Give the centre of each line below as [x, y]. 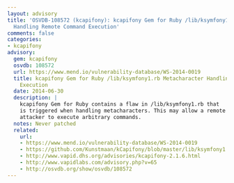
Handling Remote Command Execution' [67, 26]
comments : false [31, 33]
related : [26, 130]
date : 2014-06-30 [39, 91]
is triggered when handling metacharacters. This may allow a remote [123, 111]
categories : [24, 40]
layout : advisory [32, 14]
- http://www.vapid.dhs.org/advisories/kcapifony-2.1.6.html [110, 156]
